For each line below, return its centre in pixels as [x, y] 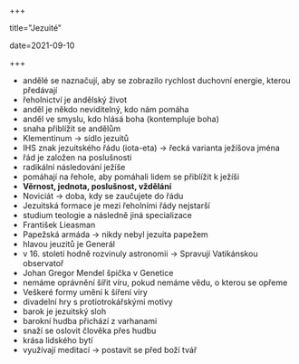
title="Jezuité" [35, 28]
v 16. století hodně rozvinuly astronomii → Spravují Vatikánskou [140, 254]
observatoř [43, 263]
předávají [40, 90]
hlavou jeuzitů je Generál [69, 244]
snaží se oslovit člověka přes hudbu [89, 330]
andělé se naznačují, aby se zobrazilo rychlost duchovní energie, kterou [157, 81]
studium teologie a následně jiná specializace [107, 215]
